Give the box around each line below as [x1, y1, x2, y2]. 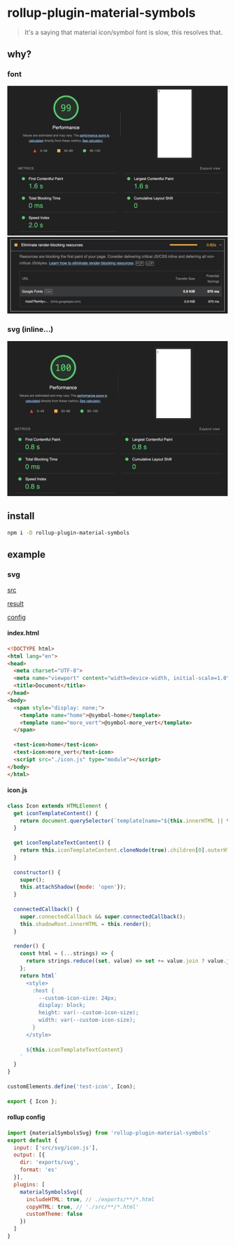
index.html [7, 629, 40, 637]
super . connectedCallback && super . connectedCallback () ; [20, 913, 187, 920]
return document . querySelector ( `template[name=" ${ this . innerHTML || [20, 817, 224, 824]
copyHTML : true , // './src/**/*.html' [25, 1203, 139, 1210]
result [7, 599, 24, 607]
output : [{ [13, 1151, 45, 1158]
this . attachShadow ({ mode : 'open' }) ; [20, 884, 127, 891]
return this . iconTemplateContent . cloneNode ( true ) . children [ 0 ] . [20, 847, 208, 854]
